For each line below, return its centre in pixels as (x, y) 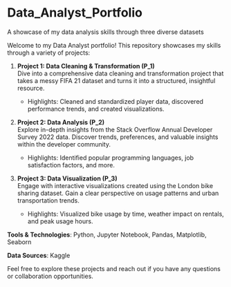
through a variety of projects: (49, 53)
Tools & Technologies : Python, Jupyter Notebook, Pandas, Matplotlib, (107, 234)
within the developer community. (64, 144)
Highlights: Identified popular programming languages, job (111, 158)
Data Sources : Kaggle (39, 255)
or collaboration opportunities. (50, 276)
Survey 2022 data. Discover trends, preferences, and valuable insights (118, 137)
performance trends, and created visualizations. (96, 109)
